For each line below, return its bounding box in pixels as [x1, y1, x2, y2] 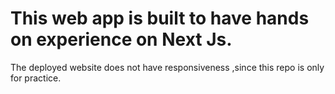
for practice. [10, 72, 62, 84]
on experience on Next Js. [10, 28, 233, 51]
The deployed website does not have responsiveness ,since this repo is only [10, 61, 325, 73]
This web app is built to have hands [10, 7, 310, 30]
